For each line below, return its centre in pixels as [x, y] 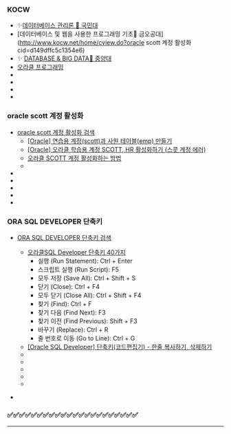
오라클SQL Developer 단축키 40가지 [76, 252]
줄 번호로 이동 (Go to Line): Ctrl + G [86, 338]
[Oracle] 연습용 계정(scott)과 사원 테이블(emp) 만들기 [100, 141]
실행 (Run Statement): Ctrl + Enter [85, 261]
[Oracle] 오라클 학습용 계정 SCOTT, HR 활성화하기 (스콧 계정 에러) [117, 149]
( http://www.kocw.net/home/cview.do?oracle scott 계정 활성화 [104, 43]
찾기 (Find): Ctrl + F [65, 303]
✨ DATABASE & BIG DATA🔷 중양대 [64, 58]
